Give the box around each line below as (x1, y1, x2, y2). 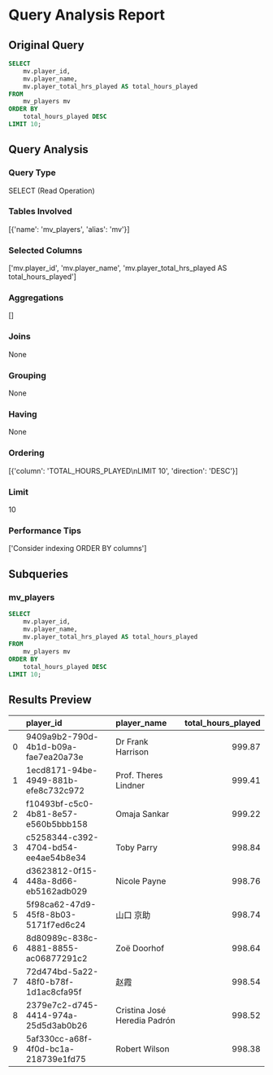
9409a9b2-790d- (25, 731, 99, 742)
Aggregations (8, 292, 64, 304)
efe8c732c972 (25, 784, 85, 796)
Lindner (115, 780, 145, 791)
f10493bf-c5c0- (25, 798, 94, 809)
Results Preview (8, 693, 92, 707)
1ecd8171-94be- (25, 764, 98, 776)
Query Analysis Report (8, 6, 165, 24)
